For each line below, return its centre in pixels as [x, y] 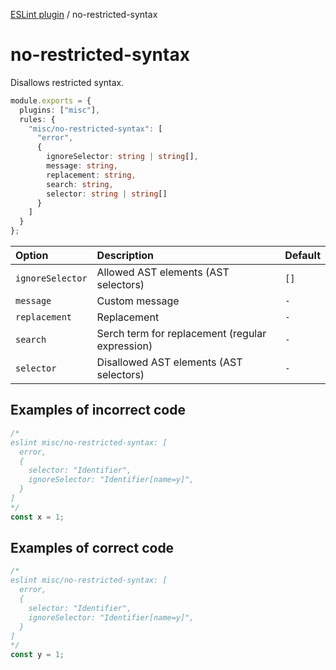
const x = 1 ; [37, 517]
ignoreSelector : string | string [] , [122, 157]
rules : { [37, 119]
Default [302, 256]
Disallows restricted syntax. [67, 82]
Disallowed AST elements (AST [169, 362]
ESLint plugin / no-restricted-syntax [84, 14]
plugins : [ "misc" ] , [60, 110]
